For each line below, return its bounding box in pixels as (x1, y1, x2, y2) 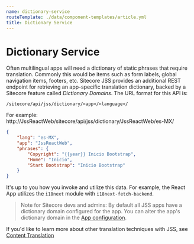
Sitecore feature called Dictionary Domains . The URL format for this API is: (6, 90, 188, 97)
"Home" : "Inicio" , (27, 157, 73, 162)
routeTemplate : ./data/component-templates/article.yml (6, 14, 147, 20)
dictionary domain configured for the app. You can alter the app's (20, 208, 180, 215)
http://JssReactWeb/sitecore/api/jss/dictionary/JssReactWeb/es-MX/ (6, 118, 174, 125)
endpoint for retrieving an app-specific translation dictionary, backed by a (6, 83, 186, 90)
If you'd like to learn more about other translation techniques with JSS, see (6, 226, 188, 233)
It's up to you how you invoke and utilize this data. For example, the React (6, 184, 186, 191)
